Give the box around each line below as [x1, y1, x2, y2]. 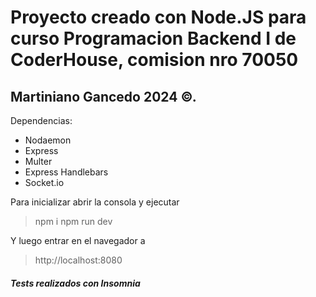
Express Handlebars [24, 166, 109, 178]
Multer [24, 156, 53, 167]
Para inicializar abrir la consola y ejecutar [10, 196, 180, 208]
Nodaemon [24, 134, 72, 146]
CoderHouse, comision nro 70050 [10, 49, 299, 71]
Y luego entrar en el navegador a [10, 235, 146, 246]
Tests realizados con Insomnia [10, 277, 141, 289]
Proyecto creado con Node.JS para [10, 6, 307, 29]
